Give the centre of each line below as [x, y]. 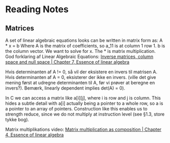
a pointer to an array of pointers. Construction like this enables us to [76, 109]
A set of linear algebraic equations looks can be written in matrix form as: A [84, 40]
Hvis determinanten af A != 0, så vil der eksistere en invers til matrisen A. [81, 72]
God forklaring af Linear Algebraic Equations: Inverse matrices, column [79, 56]
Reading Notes [37, 9]
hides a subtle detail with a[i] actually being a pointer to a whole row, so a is [84, 103]
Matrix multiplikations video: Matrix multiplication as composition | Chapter [83, 129]
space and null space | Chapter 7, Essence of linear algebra [67, 62]
